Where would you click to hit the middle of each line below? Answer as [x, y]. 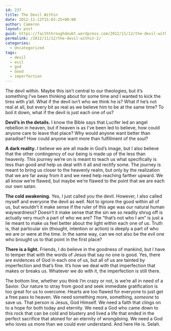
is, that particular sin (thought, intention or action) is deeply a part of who [82, 228]
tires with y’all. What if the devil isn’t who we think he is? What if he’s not [81, 101]
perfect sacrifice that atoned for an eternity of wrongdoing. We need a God [84, 318]
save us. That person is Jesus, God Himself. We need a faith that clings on [83, 302]
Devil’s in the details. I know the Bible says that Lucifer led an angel [76, 122]
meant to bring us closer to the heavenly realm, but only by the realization [82, 170]
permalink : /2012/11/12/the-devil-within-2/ [53, 39]
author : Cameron [22, 24]
